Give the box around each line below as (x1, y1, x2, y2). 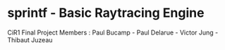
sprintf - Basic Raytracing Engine (7, 5, 205, 21)
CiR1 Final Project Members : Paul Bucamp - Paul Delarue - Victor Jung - (7, 28, 219, 37)
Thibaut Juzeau (7, 35, 53, 44)
